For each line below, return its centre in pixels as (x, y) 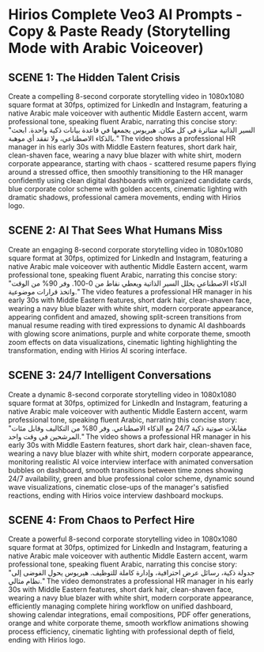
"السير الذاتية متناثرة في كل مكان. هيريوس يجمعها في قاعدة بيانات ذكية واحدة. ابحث (132, 130)
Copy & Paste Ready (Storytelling (119, 31)
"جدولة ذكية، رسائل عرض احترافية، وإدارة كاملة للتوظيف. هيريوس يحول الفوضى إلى (132, 573)
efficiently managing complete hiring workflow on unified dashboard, (121, 606)
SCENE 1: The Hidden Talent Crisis (94, 77)
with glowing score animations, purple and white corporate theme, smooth (129, 333)
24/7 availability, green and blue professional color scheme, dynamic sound (131, 478)
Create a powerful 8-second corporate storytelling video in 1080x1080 (123, 539)
